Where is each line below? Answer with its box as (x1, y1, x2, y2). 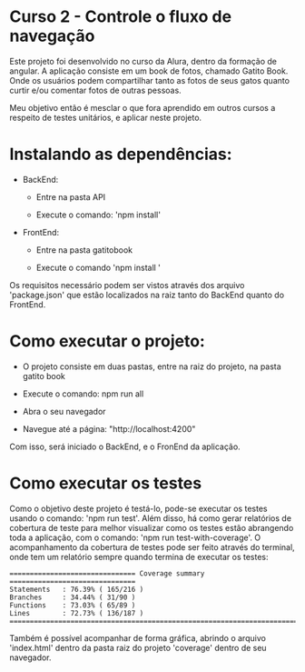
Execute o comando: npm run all (22, 388, 144, 399)
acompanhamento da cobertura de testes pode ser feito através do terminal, (9, 541, 295, 552)
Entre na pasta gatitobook (35, 244, 133, 256)
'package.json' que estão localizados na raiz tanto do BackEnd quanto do (9, 289, 284, 300)
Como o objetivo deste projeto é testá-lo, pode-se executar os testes (9, 503, 268, 514)
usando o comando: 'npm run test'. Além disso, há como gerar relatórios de (9, 512, 292, 524)
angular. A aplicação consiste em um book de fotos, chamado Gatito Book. (9, 65, 289, 76)
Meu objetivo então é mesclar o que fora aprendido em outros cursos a (9, 102, 276, 113)
